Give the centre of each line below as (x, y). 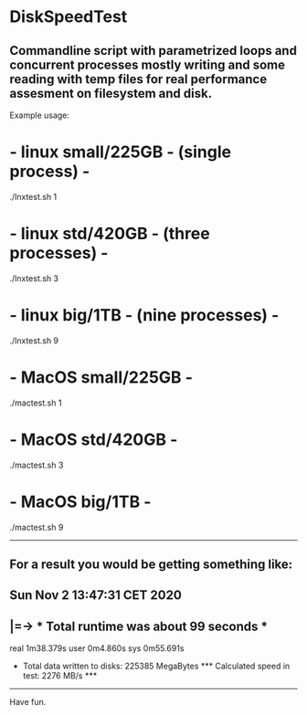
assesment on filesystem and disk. (111, 93)
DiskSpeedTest (69, 17)
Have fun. (28, 702)
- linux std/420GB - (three (110, 234)
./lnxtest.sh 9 (34, 341)
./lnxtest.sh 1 (33, 196)
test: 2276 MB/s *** (60, 676)
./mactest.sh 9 (37, 527)
